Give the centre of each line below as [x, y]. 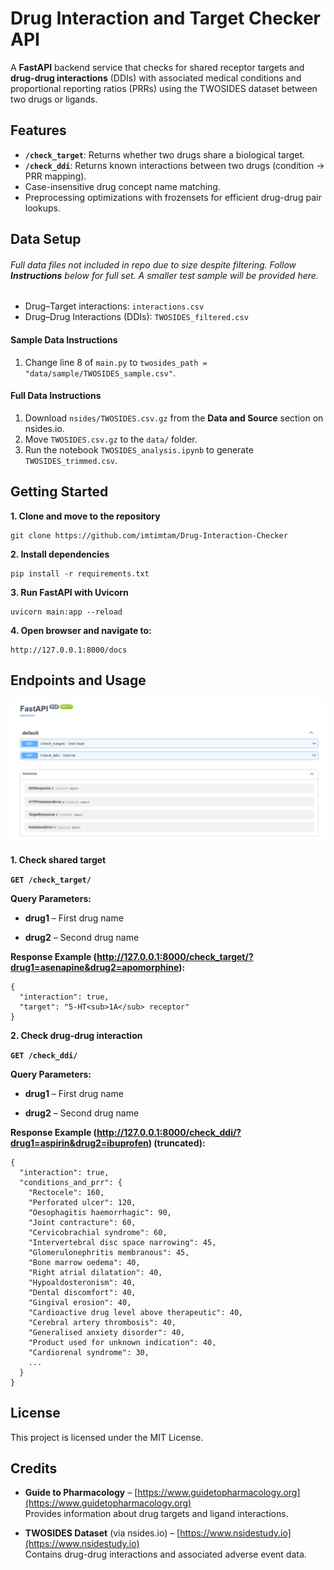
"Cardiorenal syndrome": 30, [89, 1352]
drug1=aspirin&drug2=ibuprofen [79, 1143]
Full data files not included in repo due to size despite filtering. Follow [153, 264]
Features [38, 130]
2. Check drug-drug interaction [76, 1035]
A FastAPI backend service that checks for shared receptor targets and [157, 67]
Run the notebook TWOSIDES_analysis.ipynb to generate [139, 449]
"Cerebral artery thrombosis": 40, [102, 1322]
